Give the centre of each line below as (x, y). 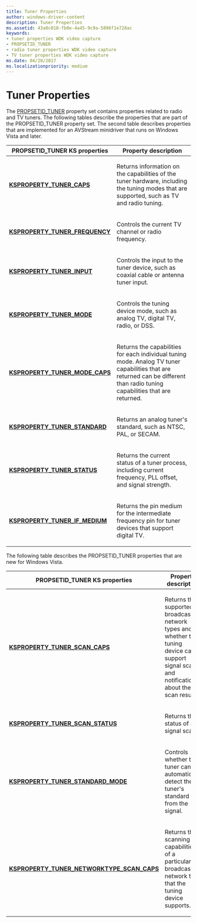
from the (176, 803)
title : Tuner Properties (36, 11)
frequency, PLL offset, (147, 478)
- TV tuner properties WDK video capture (57, 55)
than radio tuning (140, 384)
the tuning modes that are (152, 188)
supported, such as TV (148, 196)
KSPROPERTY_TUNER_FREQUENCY (60, 232)
